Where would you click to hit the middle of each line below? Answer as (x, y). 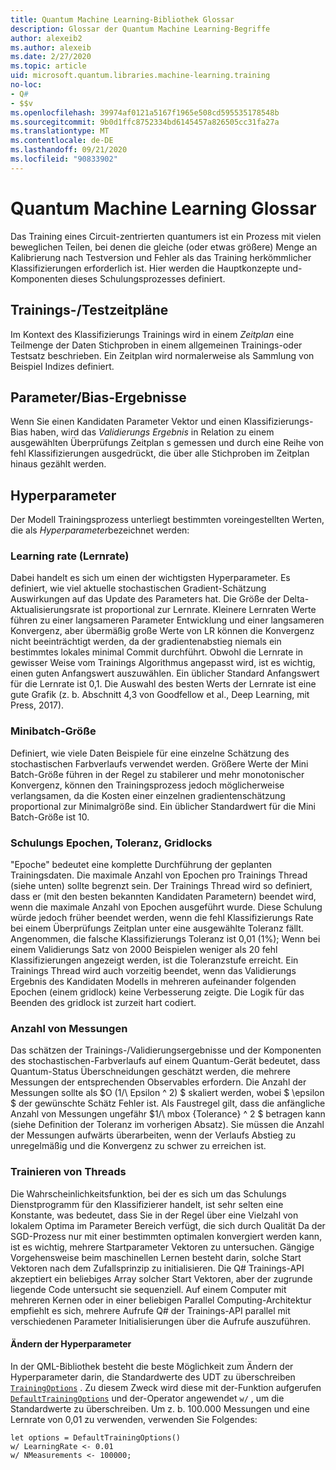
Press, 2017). (37, 705)
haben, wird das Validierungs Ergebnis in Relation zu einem (152, 432)
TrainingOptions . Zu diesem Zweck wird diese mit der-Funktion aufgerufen (166, 1387)
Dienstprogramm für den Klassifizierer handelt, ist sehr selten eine (147, 1204)
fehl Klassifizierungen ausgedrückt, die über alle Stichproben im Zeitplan (160, 453)
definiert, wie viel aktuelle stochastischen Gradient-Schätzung (138, 588)
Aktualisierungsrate (50, 610)
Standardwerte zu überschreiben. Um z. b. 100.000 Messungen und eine (160, 1408)
